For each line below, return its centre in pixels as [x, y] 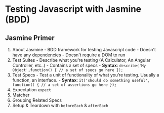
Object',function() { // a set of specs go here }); [68, 70]
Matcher [21, 95]
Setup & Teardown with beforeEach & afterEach [60, 105]
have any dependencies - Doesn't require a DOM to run [69, 55]
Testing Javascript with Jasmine [73, 9]
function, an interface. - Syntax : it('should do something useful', [81, 80]
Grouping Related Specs [37, 100]
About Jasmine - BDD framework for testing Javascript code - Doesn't [84, 50]
